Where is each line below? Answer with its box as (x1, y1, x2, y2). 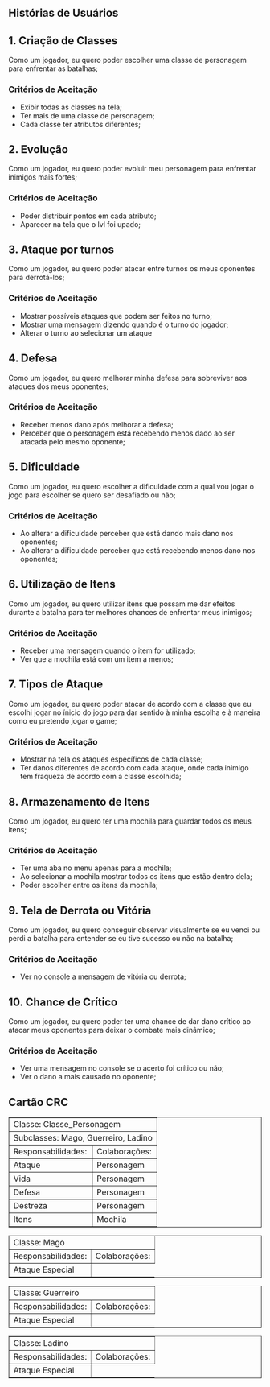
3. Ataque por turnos (8, 243, 115, 256)
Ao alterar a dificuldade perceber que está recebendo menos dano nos (19, 545, 256, 555)
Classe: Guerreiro (13, 1287, 80, 1298)
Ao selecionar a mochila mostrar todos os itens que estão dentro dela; (19, 872, 253, 881)
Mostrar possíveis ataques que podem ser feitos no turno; (19, 311, 213, 320)
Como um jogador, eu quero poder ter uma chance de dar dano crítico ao (8, 1017, 252, 1026)
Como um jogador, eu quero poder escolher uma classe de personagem (8, 56, 247, 65)
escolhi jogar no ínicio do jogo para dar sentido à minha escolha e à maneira (8, 708, 261, 717)
